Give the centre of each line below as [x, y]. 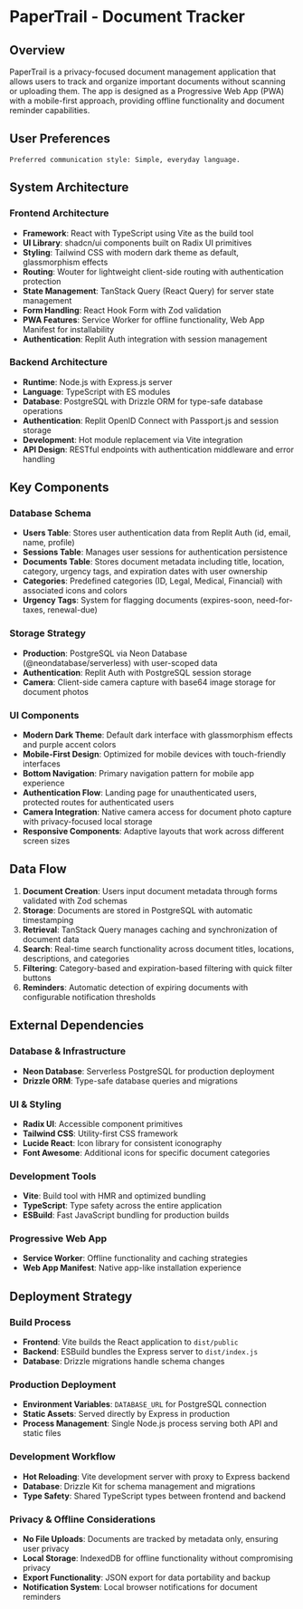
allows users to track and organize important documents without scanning [148, 82]
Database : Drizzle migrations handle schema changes [123, 1362]
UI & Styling [35, 1104]
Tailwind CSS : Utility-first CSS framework [100, 1133]
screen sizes [46, 841]
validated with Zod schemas [75, 901]
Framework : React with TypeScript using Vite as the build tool [138, 233]
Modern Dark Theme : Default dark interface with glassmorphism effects [158, 735]
